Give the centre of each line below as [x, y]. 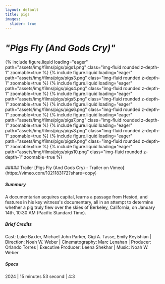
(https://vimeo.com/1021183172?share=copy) [51, 173]
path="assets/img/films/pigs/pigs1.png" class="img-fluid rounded [72, 67]
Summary [16, 184]
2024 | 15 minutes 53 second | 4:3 [40, 277]
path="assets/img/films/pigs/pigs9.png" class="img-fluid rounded [73, 141]
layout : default [22, 10]
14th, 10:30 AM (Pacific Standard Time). [46, 213]
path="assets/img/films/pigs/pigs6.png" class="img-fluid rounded [73, 109]
